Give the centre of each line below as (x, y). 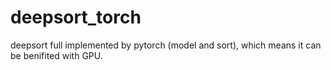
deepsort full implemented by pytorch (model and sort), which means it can (166, 45)
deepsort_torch (76, 17)
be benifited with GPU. (56, 55)
